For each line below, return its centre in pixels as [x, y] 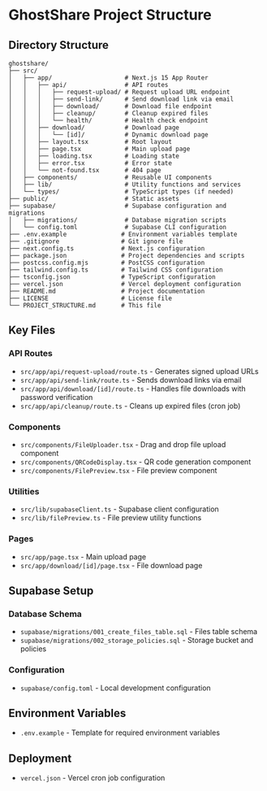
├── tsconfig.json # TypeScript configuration [112, 277]
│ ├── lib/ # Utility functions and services [125, 185]
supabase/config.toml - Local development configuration [115, 688]
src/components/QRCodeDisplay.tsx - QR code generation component [136, 462]
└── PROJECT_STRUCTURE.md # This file [85, 306]
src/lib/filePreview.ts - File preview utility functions [111, 518]
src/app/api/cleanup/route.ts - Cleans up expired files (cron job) [130, 406]
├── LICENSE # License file [90, 298]
